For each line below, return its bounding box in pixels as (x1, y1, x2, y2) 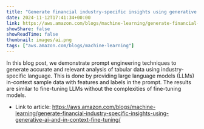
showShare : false (6, 25, 50, 32)
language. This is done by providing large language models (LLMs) (27, 72, 195, 79)
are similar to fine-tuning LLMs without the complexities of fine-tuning (6, 85, 182, 92)
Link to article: (15, 103, 51, 110)
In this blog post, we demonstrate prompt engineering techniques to (6, 59, 177, 67)
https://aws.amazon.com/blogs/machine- (52, 103, 156, 110)
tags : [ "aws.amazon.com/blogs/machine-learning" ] (6, 43, 135, 49)
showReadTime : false (6, 31, 59, 38)
